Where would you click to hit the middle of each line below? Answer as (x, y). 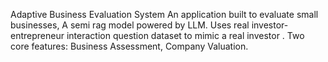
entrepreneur (37, 35)
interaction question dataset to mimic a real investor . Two (185, 35)
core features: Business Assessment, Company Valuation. (129, 46)
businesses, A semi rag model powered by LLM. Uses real (130, 25)
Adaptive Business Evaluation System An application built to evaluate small (164, 14)
